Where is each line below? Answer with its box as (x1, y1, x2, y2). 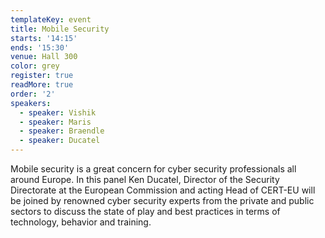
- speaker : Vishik (19, 107, 97, 118)
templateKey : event (10, 14, 92, 25)
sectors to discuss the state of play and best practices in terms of (10, 206, 281, 217)
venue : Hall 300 (10, 52, 78, 62)
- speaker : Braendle (19, 126, 105, 136)
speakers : (10, 98, 52, 108)
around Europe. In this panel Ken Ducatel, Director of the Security (10, 174, 280, 185)
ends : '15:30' (10, 42, 70, 53)
